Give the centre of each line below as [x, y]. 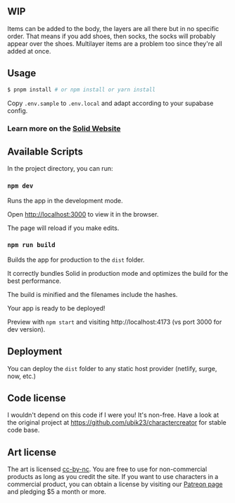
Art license [32, 452]
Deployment [35, 352]
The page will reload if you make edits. [63, 228]
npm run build [31, 245]
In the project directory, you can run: [60, 169]
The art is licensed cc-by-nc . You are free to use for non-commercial [107, 469]
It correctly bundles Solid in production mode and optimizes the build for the [118, 273]
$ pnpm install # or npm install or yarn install [82, 90]
